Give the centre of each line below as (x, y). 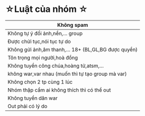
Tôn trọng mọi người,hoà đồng (43, 57)
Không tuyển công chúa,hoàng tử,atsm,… (56, 66)
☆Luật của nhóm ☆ (46, 9)
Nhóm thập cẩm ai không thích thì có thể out (59, 90)
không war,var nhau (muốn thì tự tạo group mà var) (67, 74)
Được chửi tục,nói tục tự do (39, 41)
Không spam (72, 25)
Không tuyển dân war (33, 98)
